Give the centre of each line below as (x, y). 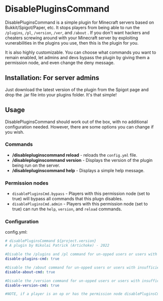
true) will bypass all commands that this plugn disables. (67, 199)
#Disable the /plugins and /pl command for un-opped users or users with (81, 254)
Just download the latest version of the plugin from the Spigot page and (77, 89)
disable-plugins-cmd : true (32, 259)
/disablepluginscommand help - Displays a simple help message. (78, 170)
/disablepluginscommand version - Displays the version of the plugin (82, 160)
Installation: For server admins (52, 78)
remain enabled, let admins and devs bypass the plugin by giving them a (77, 57)
